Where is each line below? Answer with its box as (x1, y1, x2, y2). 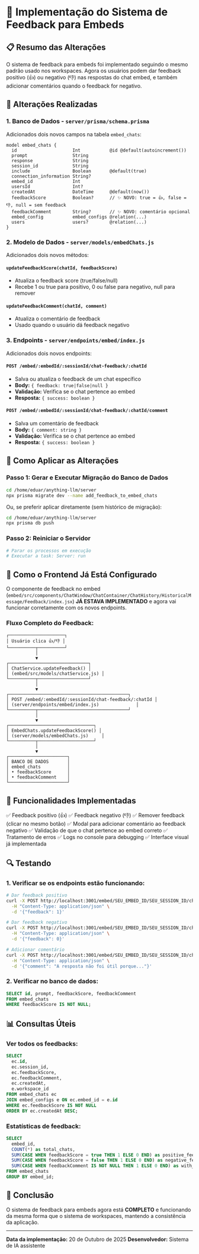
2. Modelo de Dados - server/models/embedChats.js (6, 238, 155, 246)
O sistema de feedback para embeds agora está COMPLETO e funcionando (6, 1206, 191, 1213)
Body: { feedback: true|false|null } (14, 381, 108, 388)
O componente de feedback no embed (6, 586, 101, 593)
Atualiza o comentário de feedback (14, 315, 101, 322)
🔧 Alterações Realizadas (6, 99, 98, 110)
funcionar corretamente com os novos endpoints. (6, 604, 127, 612)
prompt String (11, 152, 89, 159)
